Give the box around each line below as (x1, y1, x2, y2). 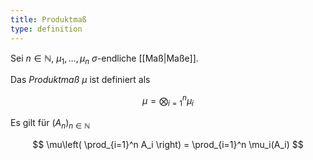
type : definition (10, 24, 83, 34)
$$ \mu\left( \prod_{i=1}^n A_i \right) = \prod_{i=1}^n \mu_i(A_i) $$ (32, 138, 304, 150)
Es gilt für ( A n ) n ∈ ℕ (10, 116, 91, 131)
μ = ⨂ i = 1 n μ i (142, 93, 194, 109)
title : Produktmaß (10, 14, 87, 25)
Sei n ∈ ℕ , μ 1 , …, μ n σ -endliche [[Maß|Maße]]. (10, 52, 199, 66)
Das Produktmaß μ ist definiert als (10, 74, 151, 86)
